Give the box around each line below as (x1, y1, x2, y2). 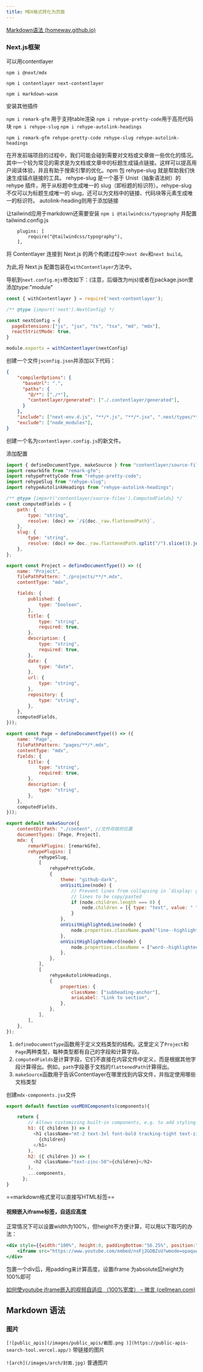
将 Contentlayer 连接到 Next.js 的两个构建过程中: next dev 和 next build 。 (6, 250, 186, 257)
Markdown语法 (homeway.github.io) (6, 26, 96, 33)
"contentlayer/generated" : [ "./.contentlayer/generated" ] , (28, 397, 180, 403)
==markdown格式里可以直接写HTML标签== (6, 1193, 115, 1200)
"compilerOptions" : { (17, 375, 71, 381)
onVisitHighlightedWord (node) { (60, 939, 142, 945)
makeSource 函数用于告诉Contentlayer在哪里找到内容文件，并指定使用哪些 (14, 1071, 196, 1078)
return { (17, 1114, 39, 1120)
